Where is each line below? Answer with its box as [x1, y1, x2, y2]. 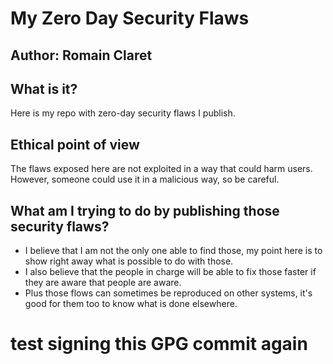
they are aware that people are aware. [24, 277, 182, 289]
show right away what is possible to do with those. [24, 255, 234, 267]
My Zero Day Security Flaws [10, 7, 250, 30]
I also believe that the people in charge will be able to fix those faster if [24, 266, 317, 278]
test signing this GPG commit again [10, 333, 308, 356]
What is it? [10, 80, 78, 97]
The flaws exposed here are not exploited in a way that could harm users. [10, 163, 313, 175]
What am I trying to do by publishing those [10, 202, 280, 219]
